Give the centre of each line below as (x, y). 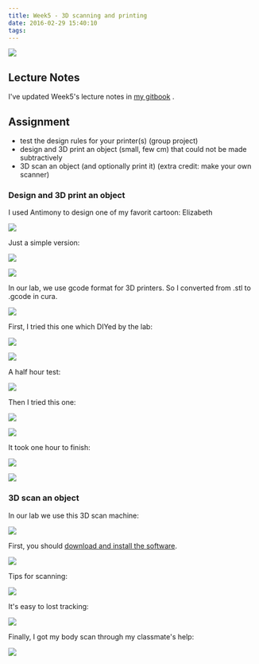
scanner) (35, 175)
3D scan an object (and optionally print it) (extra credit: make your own (135, 166)
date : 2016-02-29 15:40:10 (53, 23)
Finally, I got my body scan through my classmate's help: (101, 636)
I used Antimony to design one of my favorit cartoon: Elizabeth (110, 212)
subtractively (41, 157)
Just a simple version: (44, 243)
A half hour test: (35, 372)
